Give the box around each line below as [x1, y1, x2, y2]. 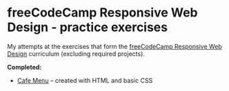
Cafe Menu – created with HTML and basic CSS [17, 76, 153, 84]
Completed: [7, 63, 42, 71]
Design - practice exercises [7, 19, 168, 35]
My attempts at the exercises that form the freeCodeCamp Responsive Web [7, 42, 222, 50]
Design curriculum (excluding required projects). [7, 50, 145, 58]
